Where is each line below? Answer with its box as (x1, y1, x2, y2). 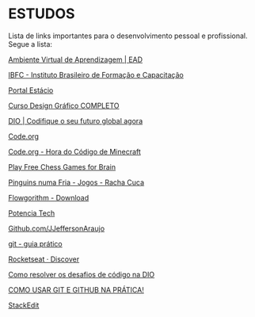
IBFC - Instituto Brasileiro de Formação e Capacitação (8, 70, 184, 79)
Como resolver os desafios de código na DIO (8, 269, 155, 279)
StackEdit (8, 300, 40, 310)
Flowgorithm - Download (8, 193, 89, 202)
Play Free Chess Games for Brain (8, 162, 116, 171)
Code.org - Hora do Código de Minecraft (8, 147, 141, 156)
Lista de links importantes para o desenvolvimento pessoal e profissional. (8, 31, 248, 40)
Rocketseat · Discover (8, 254, 80, 264)
